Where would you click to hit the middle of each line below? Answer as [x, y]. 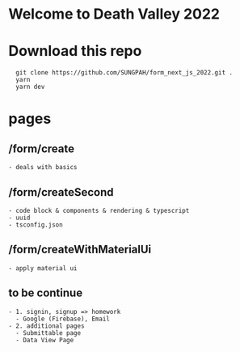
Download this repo [75, 51]
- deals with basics [43, 168]
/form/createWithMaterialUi [80, 250]
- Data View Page [45, 340]
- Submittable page [48, 333]
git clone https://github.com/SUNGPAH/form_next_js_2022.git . [124, 73]
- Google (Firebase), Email [63, 319]
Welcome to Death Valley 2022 [114, 14]
